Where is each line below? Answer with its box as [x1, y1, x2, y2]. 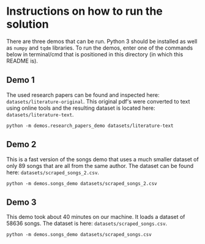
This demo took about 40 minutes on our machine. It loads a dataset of [6, 213, 185, 221]
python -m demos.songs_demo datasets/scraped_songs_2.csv [6, 180, 157, 186]
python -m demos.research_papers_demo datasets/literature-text [6, 123, 174, 129]
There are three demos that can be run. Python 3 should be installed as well [6, 37, 198, 45]
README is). [6, 57, 39, 64]
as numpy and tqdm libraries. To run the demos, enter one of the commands [6, 44, 193, 51]
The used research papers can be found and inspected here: [6, 91, 160, 99]
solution [6, 17, 49, 31]
